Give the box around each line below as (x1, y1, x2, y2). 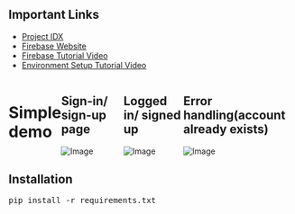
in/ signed (123, 108, 181, 123)
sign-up (60, 108, 107, 123)
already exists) (183, 121, 269, 138)
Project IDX (21, 31, 64, 41)
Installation (8, 172, 73, 187)
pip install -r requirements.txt (8, 195, 157, 206)
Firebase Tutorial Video (21, 49, 108, 61)
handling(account (183, 108, 286, 123)
